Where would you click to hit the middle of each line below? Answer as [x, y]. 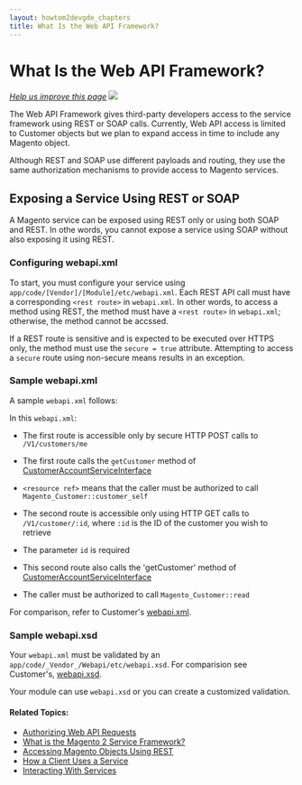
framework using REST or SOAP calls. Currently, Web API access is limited [147, 124]
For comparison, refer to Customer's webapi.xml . [101, 612]
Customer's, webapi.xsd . [55, 674]
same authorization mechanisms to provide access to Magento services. [144, 170]
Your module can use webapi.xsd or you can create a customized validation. [150, 692]
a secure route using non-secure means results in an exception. [127, 357]
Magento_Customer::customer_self [85, 496]
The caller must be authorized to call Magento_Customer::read [136, 594]
